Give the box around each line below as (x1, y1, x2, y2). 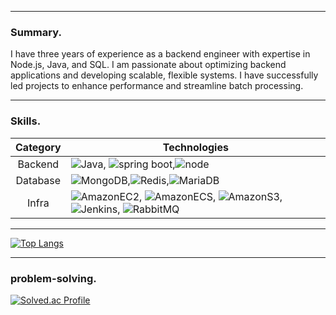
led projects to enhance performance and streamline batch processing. (10, 80, 304, 92)
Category (15, 140, 62, 154)
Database (15, 173, 62, 187)
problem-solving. (10, 271, 97, 285)
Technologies (162, 140, 229, 154)
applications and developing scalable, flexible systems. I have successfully (10, 69, 319, 81)
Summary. (10, 25, 62, 39)
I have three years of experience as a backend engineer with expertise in (10, 48, 311, 60)
